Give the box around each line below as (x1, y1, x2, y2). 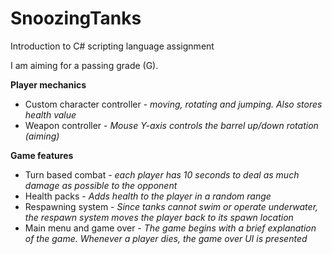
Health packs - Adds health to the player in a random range (24, 190, 272, 202)
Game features (10, 149, 74, 161)
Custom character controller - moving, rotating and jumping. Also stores (24, 98, 323, 110)
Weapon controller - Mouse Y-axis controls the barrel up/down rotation (24, 119, 319, 131)
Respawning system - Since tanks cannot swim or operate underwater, (24, 200, 319, 212)
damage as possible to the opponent (24, 179, 178, 191)
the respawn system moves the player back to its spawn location (24, 211, 294, 223)
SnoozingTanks (10, 7, 142, 30)
